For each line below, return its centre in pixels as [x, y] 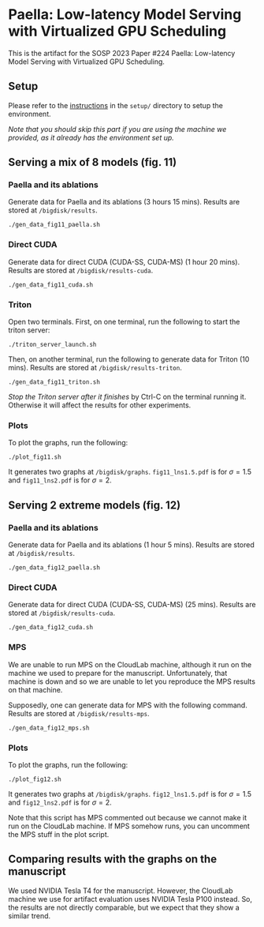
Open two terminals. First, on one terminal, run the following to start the [124, 322]
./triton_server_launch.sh [52, 345]
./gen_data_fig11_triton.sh [54, 382]
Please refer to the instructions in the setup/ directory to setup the [115, 105]
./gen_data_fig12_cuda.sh [50, 628]
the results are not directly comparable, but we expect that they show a [124, 907]
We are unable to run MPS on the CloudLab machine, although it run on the [130, 664]
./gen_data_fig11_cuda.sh [50, 285]
